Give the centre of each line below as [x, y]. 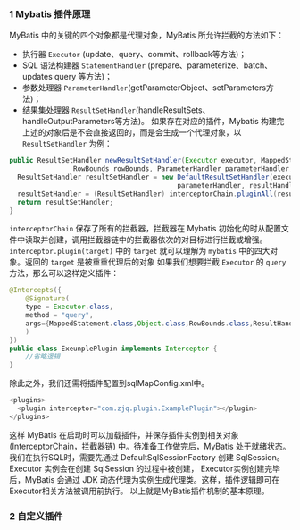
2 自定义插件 [36, 516]
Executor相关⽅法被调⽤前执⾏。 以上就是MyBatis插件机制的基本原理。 [139, 491]
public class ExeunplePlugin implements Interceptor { [113, 349]
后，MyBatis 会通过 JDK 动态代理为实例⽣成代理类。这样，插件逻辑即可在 [145, 479]
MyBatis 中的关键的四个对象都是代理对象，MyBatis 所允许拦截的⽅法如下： [146, 35]
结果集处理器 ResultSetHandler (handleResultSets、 [116, 110]
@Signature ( [47, 299]
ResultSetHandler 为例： [67, 144]
